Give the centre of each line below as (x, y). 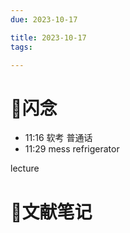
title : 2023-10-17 (48, 37)
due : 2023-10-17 (44, 19)
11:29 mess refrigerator (72, 149)
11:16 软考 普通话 (58, 138)
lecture (25, 168)
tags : (21, 47)
